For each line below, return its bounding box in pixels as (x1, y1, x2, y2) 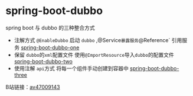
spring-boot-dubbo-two (14, 57, 73, 65)
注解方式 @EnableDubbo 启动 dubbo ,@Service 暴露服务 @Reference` (14, 36, 171, 43)
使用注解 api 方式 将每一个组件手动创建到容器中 (14, 64, 129, 71)
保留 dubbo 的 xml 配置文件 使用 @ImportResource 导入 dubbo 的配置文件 (14, 51, 175, 58)
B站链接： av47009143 (5, 83, 60, 90)
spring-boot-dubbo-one (21, 44, 80, 51)
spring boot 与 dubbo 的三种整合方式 (5, 24, 95, 31)
